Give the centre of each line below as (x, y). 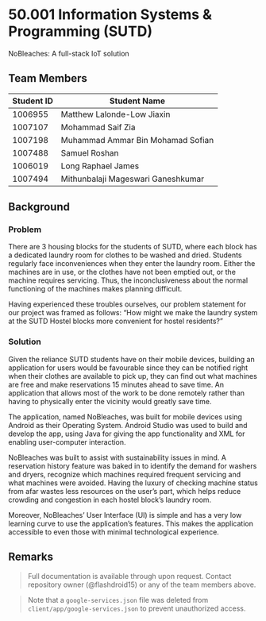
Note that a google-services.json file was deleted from (118, 600)
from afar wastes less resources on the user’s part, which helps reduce (125, 491)
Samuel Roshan (90, 152)
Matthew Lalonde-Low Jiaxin (116, 114)
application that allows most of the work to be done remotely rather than (126, 393)
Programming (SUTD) (81, 31)
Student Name (137, 101)
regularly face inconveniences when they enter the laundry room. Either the (132, 264)
